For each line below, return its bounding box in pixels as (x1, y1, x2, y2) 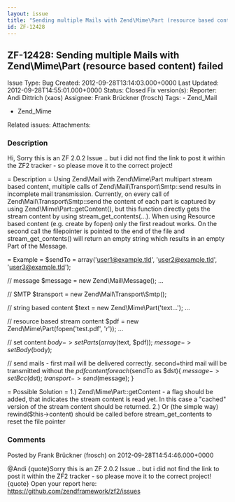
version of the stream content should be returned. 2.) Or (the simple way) (7, 403, 219, 411)
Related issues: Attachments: (7, 120, 91, 130)
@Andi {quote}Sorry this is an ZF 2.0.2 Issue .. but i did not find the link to (7, 464, 220, 473)
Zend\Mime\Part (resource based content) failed (7, 60, 224, 72)
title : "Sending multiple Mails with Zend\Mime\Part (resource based (7, 17, 215, 24)
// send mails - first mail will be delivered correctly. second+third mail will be (7, 359, 227, 368)
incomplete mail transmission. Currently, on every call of (7, 190, 170, 198)
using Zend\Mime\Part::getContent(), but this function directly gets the (7, 204, 211, 214)
